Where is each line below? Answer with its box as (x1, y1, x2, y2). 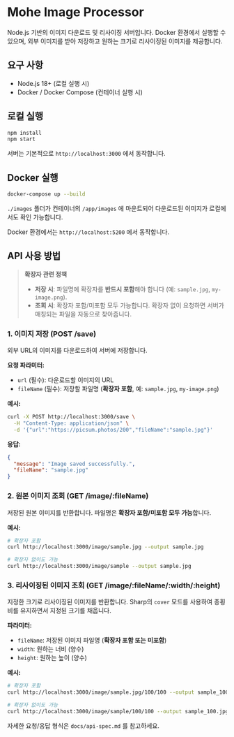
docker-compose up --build (7, 191, 86, 198)
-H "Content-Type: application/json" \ (13, 420, 130, 427)
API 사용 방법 (7, 250, 61, 262)
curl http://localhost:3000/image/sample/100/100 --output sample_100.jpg (7, 708, 229, 715)
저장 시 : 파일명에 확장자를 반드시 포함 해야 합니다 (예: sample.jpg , (34, 284, 211, 293)
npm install (7, 129, 42, 136)
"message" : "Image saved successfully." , (13, 460, 136, 467)
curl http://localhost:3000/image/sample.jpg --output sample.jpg (7, 543, 204, 550)
